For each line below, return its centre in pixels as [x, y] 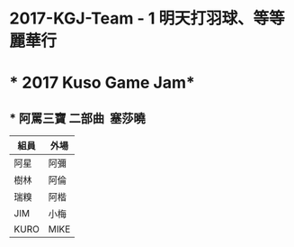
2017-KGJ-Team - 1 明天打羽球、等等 [147, 18]
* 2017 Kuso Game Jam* [102, 83]
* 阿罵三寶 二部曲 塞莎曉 [77, 118]
